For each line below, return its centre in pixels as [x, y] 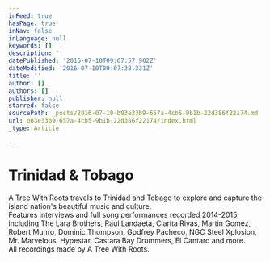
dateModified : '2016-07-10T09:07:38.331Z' [81, 69]
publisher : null [36, 98]
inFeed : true [30, 16]
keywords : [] [30, 46]
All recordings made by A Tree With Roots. [79, 249]
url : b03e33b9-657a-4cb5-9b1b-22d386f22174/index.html [103, 121]
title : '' [25, 76]
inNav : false [30, 31]
